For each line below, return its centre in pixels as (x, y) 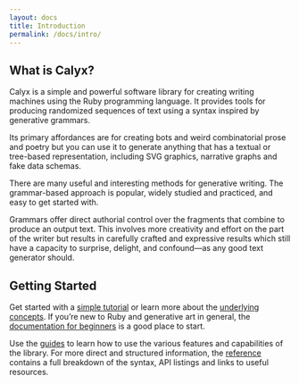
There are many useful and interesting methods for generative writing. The (146, 183)
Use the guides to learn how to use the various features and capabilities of (146, 343)
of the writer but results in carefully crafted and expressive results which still (150, 238)
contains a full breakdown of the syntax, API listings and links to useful (139, 362)
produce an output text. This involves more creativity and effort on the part (147, 230)
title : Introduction (48, 26)
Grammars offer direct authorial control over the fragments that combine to (147, 220)
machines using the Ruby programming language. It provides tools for (137, 101)
